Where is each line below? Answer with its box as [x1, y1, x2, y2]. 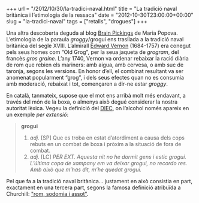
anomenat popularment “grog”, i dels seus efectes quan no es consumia [6, 74, 185, 81]
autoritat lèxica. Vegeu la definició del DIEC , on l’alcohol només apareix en [6, 105, 189, 111]
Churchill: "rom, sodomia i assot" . [6, 190, 89, 197]
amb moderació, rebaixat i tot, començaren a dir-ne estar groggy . [6, 80, 168, 87]
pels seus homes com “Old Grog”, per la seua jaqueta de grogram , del [6, 49, 179, 56]
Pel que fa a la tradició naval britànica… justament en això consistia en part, [6, 178, 193, 184]
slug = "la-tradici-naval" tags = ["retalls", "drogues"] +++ [6, 18, 148, 25]
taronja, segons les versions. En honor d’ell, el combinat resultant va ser [6, 68, 184, 74]
